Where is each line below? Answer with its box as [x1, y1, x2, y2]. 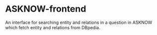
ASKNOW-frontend [5, 3, 86, 15]
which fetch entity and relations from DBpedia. [5, 24, 100, 30]
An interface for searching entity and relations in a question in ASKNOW [5, 19, 153, 25]
